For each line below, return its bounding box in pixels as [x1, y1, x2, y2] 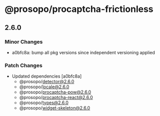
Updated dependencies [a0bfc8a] [11, 73, 82, 79]
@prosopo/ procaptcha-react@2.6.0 [19, 95, 93, 101]
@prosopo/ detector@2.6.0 [19, 79, 74, 85]
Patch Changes [4, 62, 43, 69]
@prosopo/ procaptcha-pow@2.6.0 [19, 89, 92, 95]
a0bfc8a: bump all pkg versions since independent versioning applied [11, 49, 156, 55]
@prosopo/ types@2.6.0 [19, 100, 69, 106]
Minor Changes [4, 38, 43, 45]
